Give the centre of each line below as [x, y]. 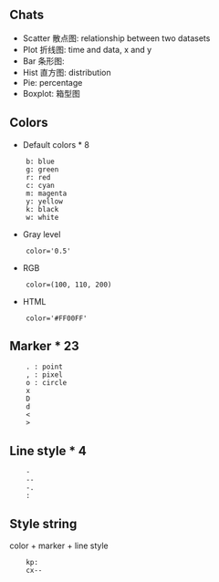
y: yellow [45, 201]
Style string [43, 524]
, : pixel [45, 375]
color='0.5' [48, 251]
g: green [42, 169]
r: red [38, 177]
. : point [45, 367]
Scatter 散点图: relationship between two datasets [116, 38]
